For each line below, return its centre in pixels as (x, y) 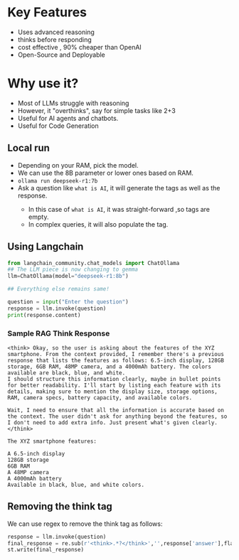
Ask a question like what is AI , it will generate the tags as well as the (119, 188)
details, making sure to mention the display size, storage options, (113, 392)
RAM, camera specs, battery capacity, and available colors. (100, 398)
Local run (28, 148)
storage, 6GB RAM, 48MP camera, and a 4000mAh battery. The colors (110, 367)
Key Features (47, 12)
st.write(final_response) (46, 550)
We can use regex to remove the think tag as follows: (85, 524)
